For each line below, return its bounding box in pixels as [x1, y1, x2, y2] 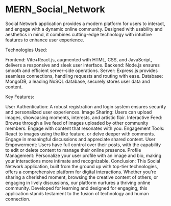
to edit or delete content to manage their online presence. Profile [5, 147, 141, 153]
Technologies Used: [5, 47, 47, 53]
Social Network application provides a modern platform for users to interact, [5, 20, 165, 27]
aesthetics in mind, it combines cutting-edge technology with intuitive [5, 31, 152, 37]
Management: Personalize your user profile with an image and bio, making [5, 152, 162, 158]
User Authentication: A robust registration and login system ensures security [5, 103, 166, 109]
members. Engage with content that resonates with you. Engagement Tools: [5, 125, 165, 131]
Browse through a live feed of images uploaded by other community [5, 120, 149, 126]
